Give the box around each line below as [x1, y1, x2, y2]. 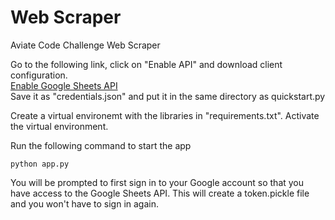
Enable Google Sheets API [10, 79, 118, 91]
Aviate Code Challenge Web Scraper [10, 39, 161, 51]
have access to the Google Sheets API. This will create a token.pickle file [10, 187, 310, 199]
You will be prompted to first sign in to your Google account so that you [10, 176, 305, 188]
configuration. [10, 69, 68, 81]
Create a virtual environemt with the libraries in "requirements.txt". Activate [10, 109, 320, 121]
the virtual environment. [10, 120, 109, 132]
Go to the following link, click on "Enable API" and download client [10, 58, 283, 70]
